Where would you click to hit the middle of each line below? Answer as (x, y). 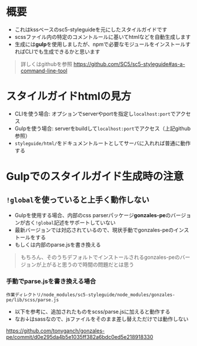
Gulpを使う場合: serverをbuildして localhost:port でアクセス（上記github (103, 128)
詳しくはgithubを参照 (46, 64)
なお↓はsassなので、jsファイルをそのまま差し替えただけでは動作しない (101, 319)
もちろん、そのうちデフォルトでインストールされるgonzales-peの (100, 257)
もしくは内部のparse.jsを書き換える (58, 244)
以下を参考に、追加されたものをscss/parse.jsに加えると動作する (92, 312)
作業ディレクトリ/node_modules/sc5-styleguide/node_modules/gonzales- (91, 295)
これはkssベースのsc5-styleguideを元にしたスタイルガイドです (91, 29)
